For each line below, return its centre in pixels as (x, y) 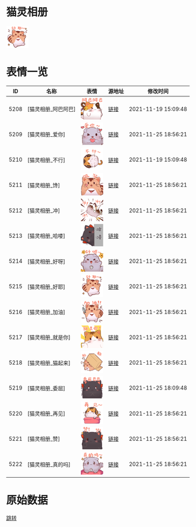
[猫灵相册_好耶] (46, 287)
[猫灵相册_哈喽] (46, 236)
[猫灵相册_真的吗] (49, 464)
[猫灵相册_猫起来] (49, 363)
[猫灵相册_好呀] (46, 261)
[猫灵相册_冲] (44, 211)
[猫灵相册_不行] (46, 160)
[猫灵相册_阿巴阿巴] (52, 109)
